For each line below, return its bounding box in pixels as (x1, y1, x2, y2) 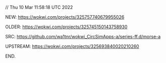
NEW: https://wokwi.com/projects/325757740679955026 (5, 14, 125, 20)
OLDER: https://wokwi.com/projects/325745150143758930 (5, 24, 128, 30)
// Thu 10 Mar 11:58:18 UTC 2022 (5, 5, 73, 10)
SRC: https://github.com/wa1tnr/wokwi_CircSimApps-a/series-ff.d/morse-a (5, 34, 161, 39)
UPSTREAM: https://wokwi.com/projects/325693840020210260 (5, 43, 140, 49)
